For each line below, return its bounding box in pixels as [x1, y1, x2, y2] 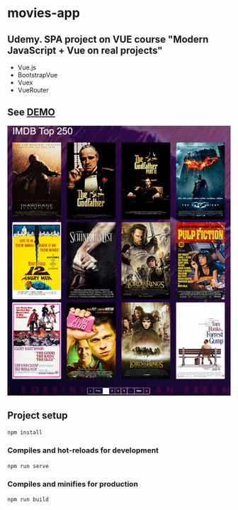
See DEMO [7, 107, 55, 119]
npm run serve [7, 462, 50, 470]
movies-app [7, 5, 80, 21]
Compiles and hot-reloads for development [7, 445, 159, 455]
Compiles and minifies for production [7, 479, 138, 489]
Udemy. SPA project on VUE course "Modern [7, 33, 209, 45]
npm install [7, 429, 42, 436]
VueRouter [17, 86, 50, 94]
